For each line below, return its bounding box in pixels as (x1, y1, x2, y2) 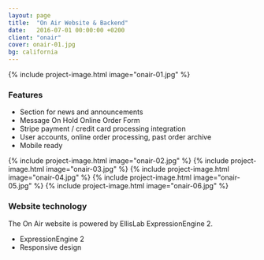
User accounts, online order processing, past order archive (19, 132, 212, 142)
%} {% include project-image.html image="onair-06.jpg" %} (33, 181, 229, 191)
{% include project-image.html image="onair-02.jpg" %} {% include (8, 156, 229, 165)
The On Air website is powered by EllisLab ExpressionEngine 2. (8, 218, 214, 228)
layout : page (8, 11, 51, 20)
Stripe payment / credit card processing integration (19, 124, 187, 134)
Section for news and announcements (19, 107, 143, 117)
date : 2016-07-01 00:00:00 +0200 (8, 26, 125, 34)
